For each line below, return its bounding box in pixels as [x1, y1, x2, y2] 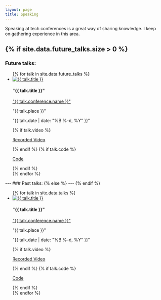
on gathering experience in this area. [5, 31, 80, 37]
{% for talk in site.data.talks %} [12, 190, 76, 196]
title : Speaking [5, 12, 39, 17]
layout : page [5, 7, 32, 12]
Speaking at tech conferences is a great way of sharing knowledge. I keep [5, 25, 157, 31]
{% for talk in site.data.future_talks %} [12, 71, 90, 77]
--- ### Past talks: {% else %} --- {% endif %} [5, 180, 100, 186]
